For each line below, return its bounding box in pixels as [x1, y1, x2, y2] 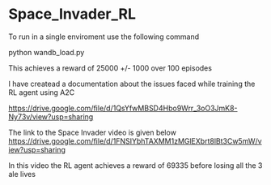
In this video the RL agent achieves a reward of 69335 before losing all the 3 [8, 160, 263, 170]
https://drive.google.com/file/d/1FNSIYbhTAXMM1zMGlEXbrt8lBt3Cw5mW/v [8, 136, 262, 146]
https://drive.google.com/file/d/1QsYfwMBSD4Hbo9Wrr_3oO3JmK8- [8, 103, 238, 113]
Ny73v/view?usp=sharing [8, 111, 94, 122]
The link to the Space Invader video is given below [8, 127, 176, 137]
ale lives [8, 169, 36, 179]
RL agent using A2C [8, 87, 75, 97]
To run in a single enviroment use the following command [8, 32, 200, 41]
